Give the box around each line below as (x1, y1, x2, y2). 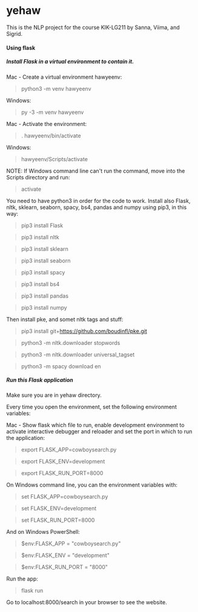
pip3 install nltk (21, 233, 59, 241)
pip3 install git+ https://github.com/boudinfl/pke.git (21, 327, 147, 334)
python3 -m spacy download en (21, 362, 101, 370)
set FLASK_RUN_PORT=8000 (21, 516, 95, 524)
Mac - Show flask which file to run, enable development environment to (6, 422, 185, 429)
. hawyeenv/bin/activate (21, 131, 81, 139)
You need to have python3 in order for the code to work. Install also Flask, (6, 197, 191, 204)
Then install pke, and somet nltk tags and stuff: (6, 316, 124, 323)
